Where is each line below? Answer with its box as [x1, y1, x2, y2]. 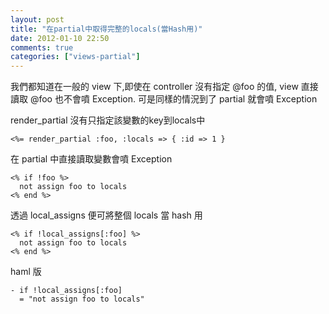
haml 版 [10, 266, 42, 278]
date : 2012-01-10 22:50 [10, 33, 110, 43]
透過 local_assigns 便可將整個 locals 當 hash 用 [10, 209, 203, 221]
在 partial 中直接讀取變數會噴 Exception [10, 153, 173, 165]
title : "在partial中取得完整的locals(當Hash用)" [10, 24, 203, 34]
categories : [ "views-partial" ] [10, 52, 141, 62]
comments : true [10, 42, 74, 53]
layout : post [10, 14, 65, 25]
